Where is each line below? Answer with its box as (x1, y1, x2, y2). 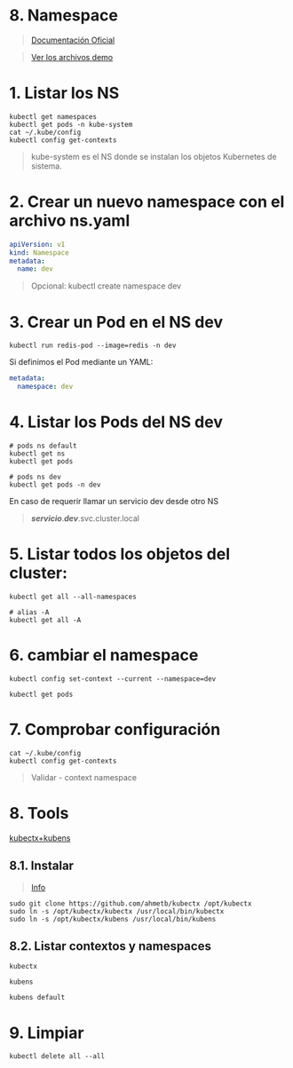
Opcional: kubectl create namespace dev (30, 281, 182, 291)
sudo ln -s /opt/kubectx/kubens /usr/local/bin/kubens (9, 914, 217, 923)
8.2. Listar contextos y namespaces (9, 938, 211, 953)
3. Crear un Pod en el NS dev (9, 312, 224, 332)
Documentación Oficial (30, 35, 115, 45)
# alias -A (9, 607, 50, 617)
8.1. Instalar (9, 858, 74, 874)
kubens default (9, 993, 66, 1002)
